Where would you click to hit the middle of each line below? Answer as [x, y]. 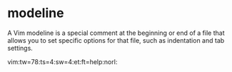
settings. [20, 48]
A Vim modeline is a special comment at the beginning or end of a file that [116, 33]
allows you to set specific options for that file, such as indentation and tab [116, 40]
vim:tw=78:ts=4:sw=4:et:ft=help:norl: [62, 61]
